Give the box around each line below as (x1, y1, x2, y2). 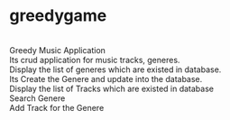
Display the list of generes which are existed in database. (9, 64, 222, 75)
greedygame (9, 5, 107, 26)
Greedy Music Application (9, 44, 106, 55)
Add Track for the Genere (9, 102, 105, 113)
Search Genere (9, 92, 66, 104)
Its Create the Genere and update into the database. (9, 73, 203, 84)
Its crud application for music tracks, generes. (9, 54, 180, 65)
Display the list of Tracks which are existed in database (9, 83, 215, 94)
